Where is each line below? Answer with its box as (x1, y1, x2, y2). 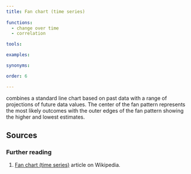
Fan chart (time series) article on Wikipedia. (14, 162, 120, 169)
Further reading (6, 148, 52, 156)
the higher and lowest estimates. (6, 113, 85, 120)
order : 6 (6, 73, 28, 79)
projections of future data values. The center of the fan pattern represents (6, 101, 186, 108)
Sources (6, 130, 38, 140)
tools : (6, 41, 22, 47)
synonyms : (6, 63, 31, 68)
